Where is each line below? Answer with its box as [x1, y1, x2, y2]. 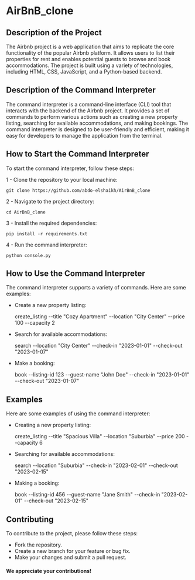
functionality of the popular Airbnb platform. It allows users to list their [6, 49, 175, 56]
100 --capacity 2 [14, 319, 56, 326]
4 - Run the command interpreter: [6, 241, 87, 248]
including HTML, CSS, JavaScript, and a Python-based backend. [6, 68, 162, 75]
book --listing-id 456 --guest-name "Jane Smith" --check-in [14, 491, 160, 498]
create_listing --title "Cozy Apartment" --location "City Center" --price [14, 313, 186, 320]
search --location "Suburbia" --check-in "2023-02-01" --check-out [14, 462, 179, 469]
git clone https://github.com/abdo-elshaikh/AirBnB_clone [6, 187, 150, 194]
